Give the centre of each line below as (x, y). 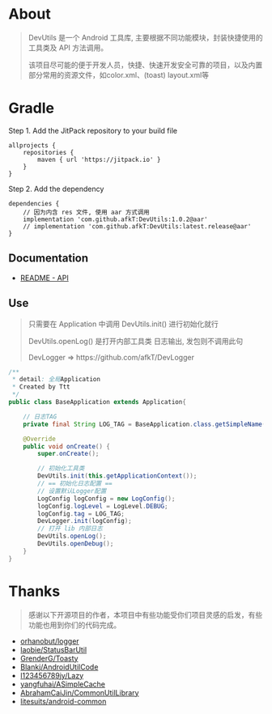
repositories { (49, 152)
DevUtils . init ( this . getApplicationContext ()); (117, 476)
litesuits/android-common (63, 701)
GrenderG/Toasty (49, 658)
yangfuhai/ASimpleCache (62, 684)
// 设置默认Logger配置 (72, 491)
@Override (40, 439)
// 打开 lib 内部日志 (70, 529)
